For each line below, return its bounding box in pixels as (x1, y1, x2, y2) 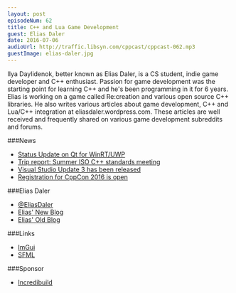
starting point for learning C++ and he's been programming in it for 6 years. (7, 85, 229, 93)
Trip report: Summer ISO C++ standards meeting (17, 157, 161, 166)
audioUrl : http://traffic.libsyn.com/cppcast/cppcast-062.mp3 (7, 43, 195, 50)
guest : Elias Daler (7, 30, 65, 38)
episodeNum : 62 (7, 17, 53, 24)
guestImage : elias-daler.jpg (7, 50, 94, 58)
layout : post (7, 10, 46, 18)
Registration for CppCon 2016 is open (17, 172, 128, 181)
